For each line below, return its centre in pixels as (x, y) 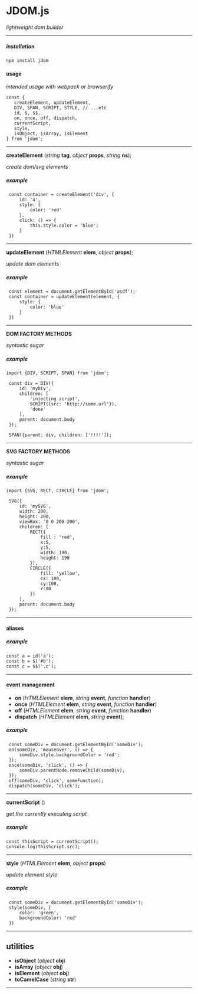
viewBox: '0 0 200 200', (50, 521)
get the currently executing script (47, 813)
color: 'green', (39, 913)
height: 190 (55, 558)
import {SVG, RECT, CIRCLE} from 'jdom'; (58, 491)
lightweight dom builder (35, 27)
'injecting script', (55, 399)
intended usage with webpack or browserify (60, 87)
